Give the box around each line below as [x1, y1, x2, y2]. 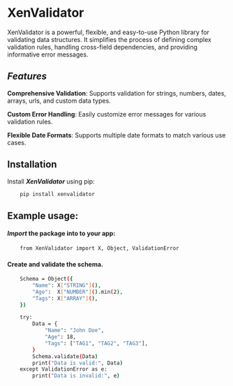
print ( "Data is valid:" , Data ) [32, 359, 123, 366]
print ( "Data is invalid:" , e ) [32, 372, 120, 380]
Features [7, 70, 47, 82]
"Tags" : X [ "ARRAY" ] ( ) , [32, 295, 98, 302]
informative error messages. [7, 50, 89, 59]
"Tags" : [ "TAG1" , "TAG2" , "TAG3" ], [44, 340, 149, 347]
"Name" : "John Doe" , [44, 327, 105, 334]
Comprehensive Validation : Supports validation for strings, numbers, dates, [7, 89, 227, 97]
